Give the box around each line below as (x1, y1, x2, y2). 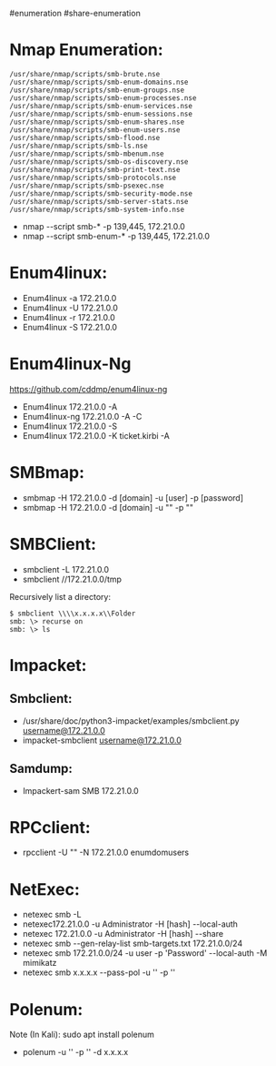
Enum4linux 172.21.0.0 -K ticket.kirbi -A (22, 430, 170, 441)
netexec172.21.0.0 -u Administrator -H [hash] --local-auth (22, 919, 239, 929)
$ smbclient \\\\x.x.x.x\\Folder (9, 609, 136, 618)
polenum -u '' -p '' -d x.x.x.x (22, 1047, 129, 1058)
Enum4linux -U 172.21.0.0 (22, 302, 118, 313)
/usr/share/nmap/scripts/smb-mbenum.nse (9, 149, 165, 158)
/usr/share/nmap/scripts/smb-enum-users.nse (9, 125, 181, 135)
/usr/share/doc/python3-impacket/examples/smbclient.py (22, 715, 240, 726)
